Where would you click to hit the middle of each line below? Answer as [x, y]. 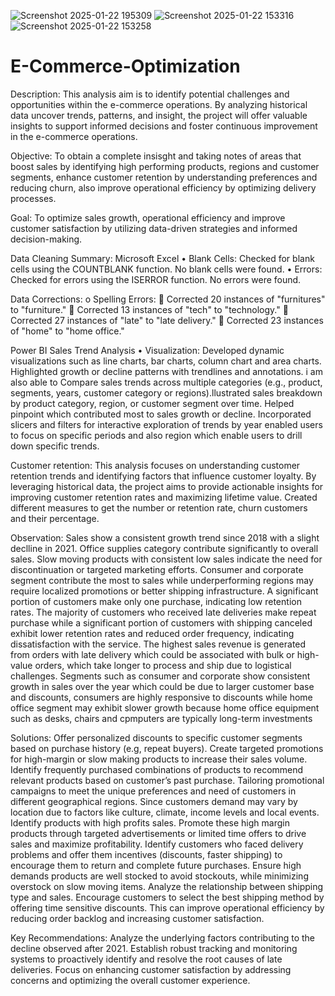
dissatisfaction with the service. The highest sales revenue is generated [158, 644]
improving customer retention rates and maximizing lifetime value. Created [164, 497]
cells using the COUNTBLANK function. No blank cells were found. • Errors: [166, 269]
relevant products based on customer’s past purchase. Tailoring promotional [167, 780]
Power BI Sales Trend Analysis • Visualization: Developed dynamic [147, 350]
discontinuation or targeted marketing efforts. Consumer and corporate [157, 569]
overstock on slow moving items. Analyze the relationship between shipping [167, 886]
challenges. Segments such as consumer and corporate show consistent [160, 676]
